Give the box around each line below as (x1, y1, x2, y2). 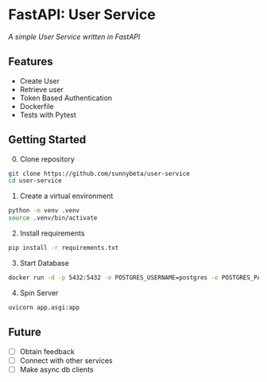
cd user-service (8, 177, 62, 185)
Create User (19, 76, 60, 85)
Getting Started (8, 133, 87, 146)
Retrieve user (19, 84, 64, 94)
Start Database (19, 258, 69, 267)
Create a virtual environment (19, 191, 114, 201)
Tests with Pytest (19, 110, 77, 119)
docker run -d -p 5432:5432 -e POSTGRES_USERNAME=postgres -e (8, 273, 219, 282)
